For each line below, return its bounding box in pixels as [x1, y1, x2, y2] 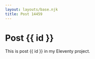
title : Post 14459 [5, 12, 43, 16]
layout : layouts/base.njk [5, 7, 58, 12]
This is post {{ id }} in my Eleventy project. [5, 48, 91, 54]
